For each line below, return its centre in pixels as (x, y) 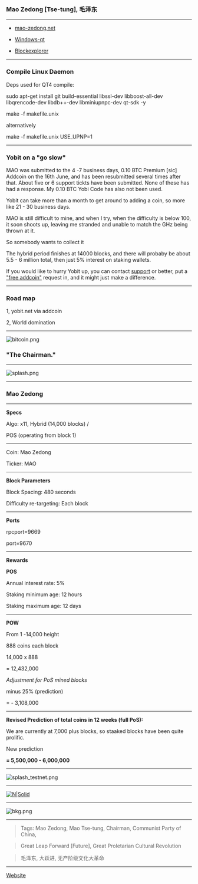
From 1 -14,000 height (33, 634)
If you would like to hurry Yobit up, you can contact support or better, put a (97, 271)
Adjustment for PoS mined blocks (47, 680)
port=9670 (19, 543)
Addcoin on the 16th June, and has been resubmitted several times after (93, 176)
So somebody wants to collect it (45, 242)
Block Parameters (28, 480)
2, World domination (31, 323)
